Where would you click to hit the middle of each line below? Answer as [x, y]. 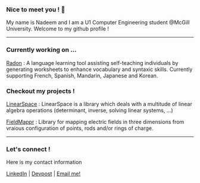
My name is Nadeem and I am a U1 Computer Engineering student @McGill [98, 23]
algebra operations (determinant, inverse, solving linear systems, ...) [90, 110]
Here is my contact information [44, 162]
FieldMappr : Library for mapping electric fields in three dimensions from [95, 122]
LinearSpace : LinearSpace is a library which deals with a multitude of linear [99, 104]
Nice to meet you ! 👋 [36, 10]
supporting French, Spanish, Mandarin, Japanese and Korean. [82, 75]
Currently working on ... [42, 50]
